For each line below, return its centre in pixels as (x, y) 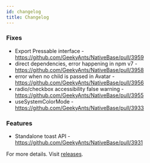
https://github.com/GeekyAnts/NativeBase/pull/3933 (79, 108)
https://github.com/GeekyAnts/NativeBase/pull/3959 (79, 57)
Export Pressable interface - (49, 51)
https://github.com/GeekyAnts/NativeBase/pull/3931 (79, 143)
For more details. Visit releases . (45, 154)
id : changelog (24, 12)
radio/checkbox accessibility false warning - (69, 89)
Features (19, 123)
